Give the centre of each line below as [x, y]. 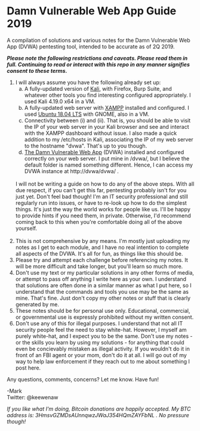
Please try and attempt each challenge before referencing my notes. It [101, 260]
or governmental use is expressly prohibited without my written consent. [104, 317]
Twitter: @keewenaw [33, 397]
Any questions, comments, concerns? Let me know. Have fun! [83, 379]
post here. [28, 368]
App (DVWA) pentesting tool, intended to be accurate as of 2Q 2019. [91, 47]
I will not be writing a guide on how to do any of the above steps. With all [105, 184]
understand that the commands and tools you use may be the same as [102, 291]
